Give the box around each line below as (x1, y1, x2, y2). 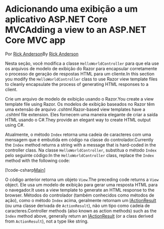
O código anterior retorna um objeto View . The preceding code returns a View (5, 177, 159, 182)
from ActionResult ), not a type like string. (5, 218, 89, 224)
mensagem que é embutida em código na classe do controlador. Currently (5, 136, 154, 143)
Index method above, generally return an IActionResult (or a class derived (5, 213, 154, 219)
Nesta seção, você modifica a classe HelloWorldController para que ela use (5, 60, 159, 66)
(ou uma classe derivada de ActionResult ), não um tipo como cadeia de (5, 203, 150, 208)
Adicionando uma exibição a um (5, 3, 138, 15)
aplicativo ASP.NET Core (5, 14, 108, 25)
